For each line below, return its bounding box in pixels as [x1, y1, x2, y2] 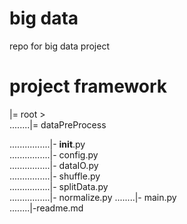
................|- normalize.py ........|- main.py [9, 191, 177, 203]
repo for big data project [9, 40, 110, 52]
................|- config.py [9, 148, 99, 161]
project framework [9, 75, 168, 98]
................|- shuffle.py [9, 170, 101, 182]
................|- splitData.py [9, 180, 109, 192]
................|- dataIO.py [9, 159, 99, 171]
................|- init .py [9, 138, 86, 150]
